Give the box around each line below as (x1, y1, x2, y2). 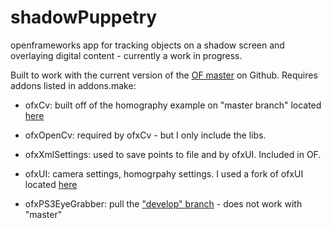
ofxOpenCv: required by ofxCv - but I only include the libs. (24, 129, 267, 141)
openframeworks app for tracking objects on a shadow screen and (10, 39, 285, 51)
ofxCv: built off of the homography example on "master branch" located (24, 99, 322, 111)
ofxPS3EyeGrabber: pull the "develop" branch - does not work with (24, 197, 303, 210)
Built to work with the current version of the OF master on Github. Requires (10, 69, 318, 81)
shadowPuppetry (10, 6, 158, 29)
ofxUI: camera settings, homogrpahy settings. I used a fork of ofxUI (24, 167, 304, 180)
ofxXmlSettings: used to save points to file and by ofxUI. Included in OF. (24, 148, 322, 160)
